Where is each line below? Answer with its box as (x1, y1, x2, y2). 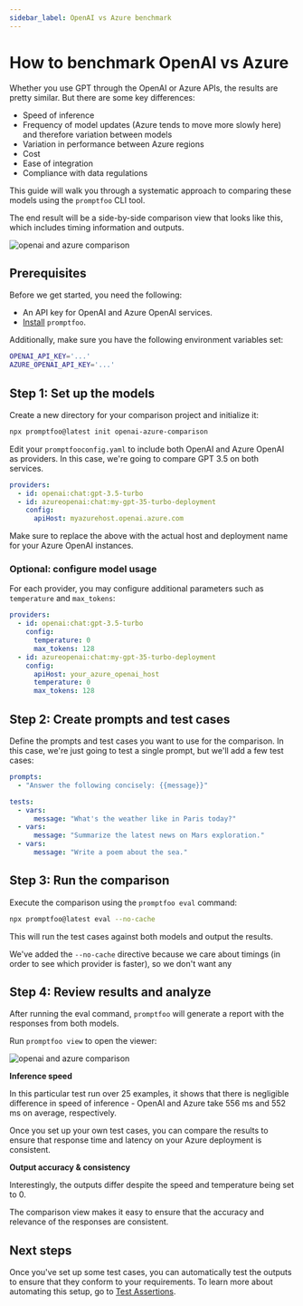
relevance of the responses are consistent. (9, 1216, 169, 1227)
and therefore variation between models (22, 129, 173, 140)
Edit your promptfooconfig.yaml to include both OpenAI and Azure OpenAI (9, 443, 285, 454)
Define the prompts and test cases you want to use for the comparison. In (9, 736, 285, 746)
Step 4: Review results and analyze (9, 985, 212, 999)
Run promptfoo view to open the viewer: (9, 1036, 157, 1047)
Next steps (9, 1243, 72, 1258)
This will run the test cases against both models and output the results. (9, 931, 274, 941)
